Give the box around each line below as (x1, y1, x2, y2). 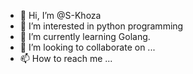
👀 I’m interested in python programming (19, 20, 184, 32)
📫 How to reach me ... (19, 53, 113, 64)
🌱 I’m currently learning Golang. (19, 31, 151, 42)
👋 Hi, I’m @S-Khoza (19, 10, 102, 21)
